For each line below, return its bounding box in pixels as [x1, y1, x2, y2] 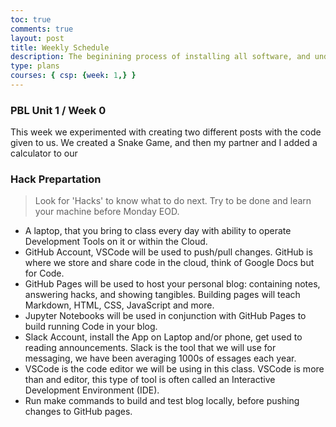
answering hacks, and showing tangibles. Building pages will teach [24, 289, 301, 301]
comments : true [10, 24, 74, 34]
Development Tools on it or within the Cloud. [24, 236, 208, 248]
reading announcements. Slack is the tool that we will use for [24, 342, 277, 354]
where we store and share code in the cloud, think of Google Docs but [24, 257, 315, 269]
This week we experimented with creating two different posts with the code [10, 126, 322, 138]
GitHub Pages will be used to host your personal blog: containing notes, [24, 278, 321, 290]
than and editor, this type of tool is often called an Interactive [24, 374, 276, 386]
